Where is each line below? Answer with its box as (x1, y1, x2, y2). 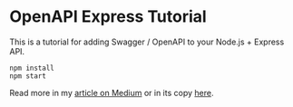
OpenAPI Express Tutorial (9, 6, 207, 27)
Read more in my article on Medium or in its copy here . (9, 87, 214, 98)
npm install (9, 63, 54, 73)
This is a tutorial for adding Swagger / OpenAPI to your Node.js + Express (9, 36, 285, 47)
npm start (9, 71, 47, 81)
